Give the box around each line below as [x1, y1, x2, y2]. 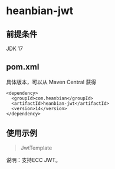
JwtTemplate [20, 144, 52, 151]
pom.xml [6, 62, 40, 72]
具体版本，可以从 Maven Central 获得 [6, 78, 96, 85]
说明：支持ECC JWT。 [6, 156, 61, 163]
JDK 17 [6, 45, 24, 52]
